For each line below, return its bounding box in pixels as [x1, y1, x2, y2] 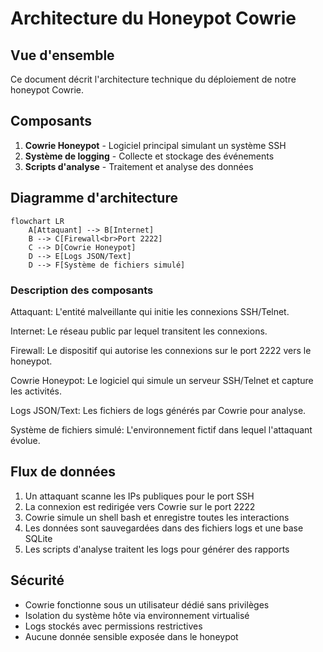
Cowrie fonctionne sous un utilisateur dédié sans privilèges [24, 598, 270, 611]
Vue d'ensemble [10, 47, 115, 64]
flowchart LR [10, 216, 65, 226]
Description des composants [10, 283, 154, 297]
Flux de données [10, 463, 117, 481]
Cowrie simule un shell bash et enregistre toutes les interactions [24, 511, 290, 523]
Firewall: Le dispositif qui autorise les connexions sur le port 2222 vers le [10, 344, 312, 356]
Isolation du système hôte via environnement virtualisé [24, 609, 250, 621]
